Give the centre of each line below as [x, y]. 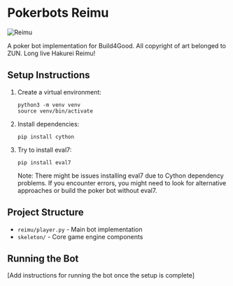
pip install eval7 [44, 162]
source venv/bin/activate [55, 111]
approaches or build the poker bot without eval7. [87, 190]
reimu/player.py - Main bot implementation [80, 229]
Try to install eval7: [44, 150]
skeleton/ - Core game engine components [80, 236]
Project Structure [45, 212]
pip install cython [46, 137]
